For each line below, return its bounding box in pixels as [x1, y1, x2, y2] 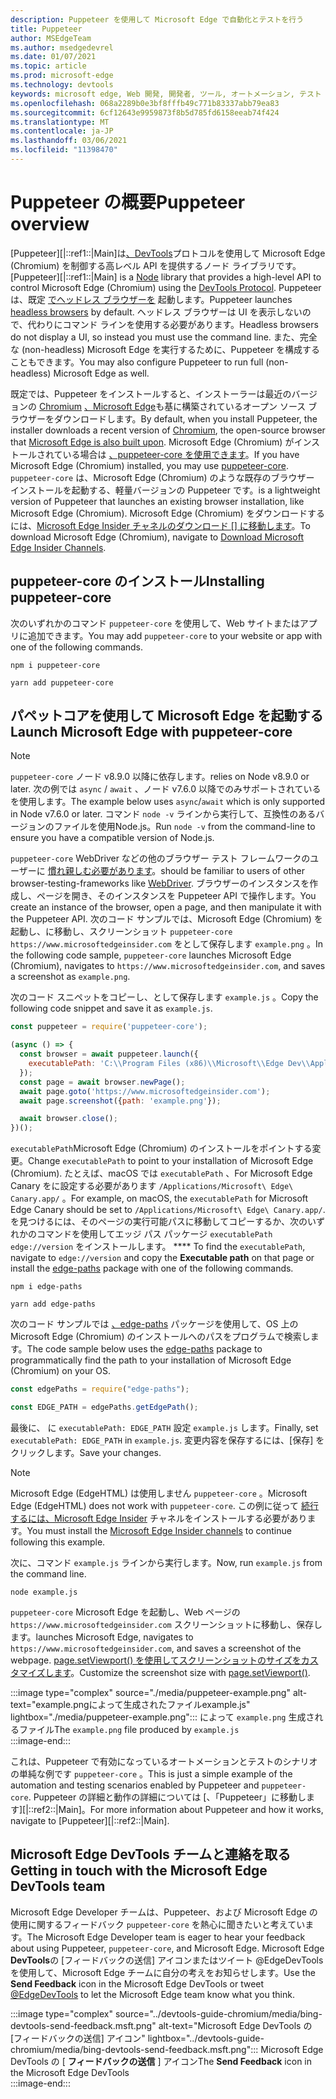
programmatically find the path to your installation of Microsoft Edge [10, 1354, 292, 1366]
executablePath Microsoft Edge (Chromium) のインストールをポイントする [10, 1142, 313, 1155]
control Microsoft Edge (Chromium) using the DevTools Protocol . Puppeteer [10, 281, 322, 293]
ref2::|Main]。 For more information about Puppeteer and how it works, [33, 1803, 324, 1815]
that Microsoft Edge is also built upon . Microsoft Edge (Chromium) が [10, 436, 295, 448]
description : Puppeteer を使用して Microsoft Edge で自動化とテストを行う [10, 14, 305, 25]
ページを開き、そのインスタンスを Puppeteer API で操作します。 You [36, 890, 317, 902]
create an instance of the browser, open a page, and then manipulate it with [10, 901, 322, 913]
